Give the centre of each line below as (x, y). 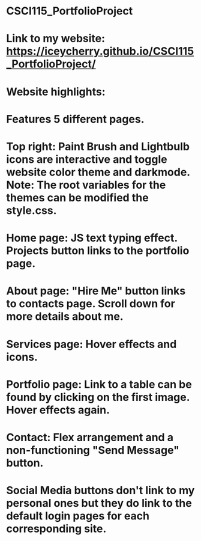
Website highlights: (56, 92)
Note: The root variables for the (86, 185)
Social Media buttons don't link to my (100, 491)
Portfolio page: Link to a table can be (99, 384)
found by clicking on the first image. (98, 397)
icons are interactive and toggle (87, 159)
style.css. (31, 210)
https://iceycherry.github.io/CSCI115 (100, 51)
